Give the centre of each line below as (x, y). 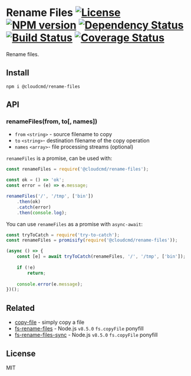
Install (18, 73)
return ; (37, 273)
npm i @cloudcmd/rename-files (43, 86)
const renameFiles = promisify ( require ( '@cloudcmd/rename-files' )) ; (92, 240)
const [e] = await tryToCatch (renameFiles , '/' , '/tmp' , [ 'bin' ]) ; (101, 257)
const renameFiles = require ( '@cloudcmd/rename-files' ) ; (78, 169)
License (21, 353)
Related (21, 308)
